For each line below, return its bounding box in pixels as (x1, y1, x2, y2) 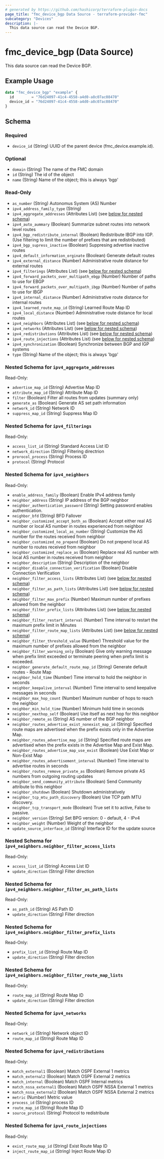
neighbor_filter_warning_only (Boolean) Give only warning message (12, 648, 152, 654)
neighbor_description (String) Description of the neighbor (12, 560, 130, 566)
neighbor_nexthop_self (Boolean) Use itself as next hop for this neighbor (12, 711, 159, 717)
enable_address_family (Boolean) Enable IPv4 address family (12, 491, 136, 498)
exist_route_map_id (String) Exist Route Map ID (12, 1143, 108, 1149)
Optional (5, 155, 26, 162)
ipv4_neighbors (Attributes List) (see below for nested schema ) (12, 320, 140, 326)
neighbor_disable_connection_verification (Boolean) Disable (12, 565, 137, 570)
